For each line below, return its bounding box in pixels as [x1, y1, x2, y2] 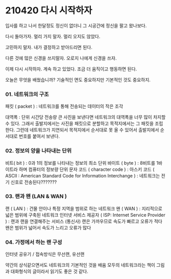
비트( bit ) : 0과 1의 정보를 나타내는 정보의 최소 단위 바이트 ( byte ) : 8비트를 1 [5, 160, 158, 166]
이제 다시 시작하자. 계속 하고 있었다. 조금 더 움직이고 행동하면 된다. [5, 66, 137, 72]
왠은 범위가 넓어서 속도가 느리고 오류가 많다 [5, 224, 91, 231]
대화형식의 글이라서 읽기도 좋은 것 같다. [10, 268, 88, 274]
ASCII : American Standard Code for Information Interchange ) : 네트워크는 [5, 172, 160, 179]
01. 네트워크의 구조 [5, 90, 50, 97]
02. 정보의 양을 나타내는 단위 [5, 147, 72, 155]
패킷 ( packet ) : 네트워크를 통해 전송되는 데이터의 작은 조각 [5, 103, 124, 110]
